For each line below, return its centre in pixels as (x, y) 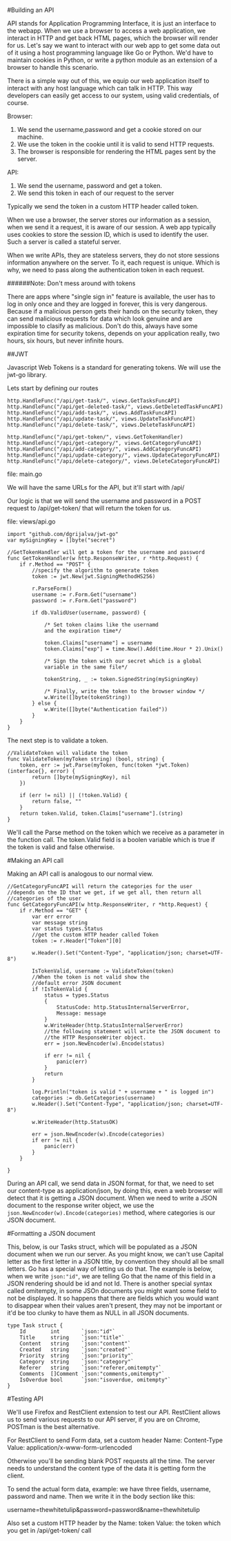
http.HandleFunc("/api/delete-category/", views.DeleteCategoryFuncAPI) (114, 461)
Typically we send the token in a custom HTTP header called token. (103, 206)
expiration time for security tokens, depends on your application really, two (113, 333)
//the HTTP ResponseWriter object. (95, 1037)
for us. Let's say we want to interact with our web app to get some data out (114, 45)
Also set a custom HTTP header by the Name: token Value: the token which (114, 1523)
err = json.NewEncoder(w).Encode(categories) (99, 1134)
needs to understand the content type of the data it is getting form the (107, 1468)
